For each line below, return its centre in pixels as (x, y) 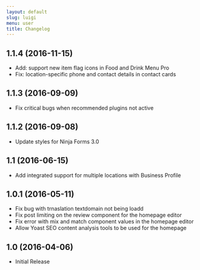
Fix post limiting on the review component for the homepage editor (98, 215)
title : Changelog (28, 29)
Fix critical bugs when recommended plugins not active (84, 108)
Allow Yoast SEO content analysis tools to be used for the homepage (101, 228)
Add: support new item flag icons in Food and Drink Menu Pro (92, 68)
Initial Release (32, 262)
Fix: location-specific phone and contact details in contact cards (95, 74)
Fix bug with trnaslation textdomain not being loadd (79, 209)
